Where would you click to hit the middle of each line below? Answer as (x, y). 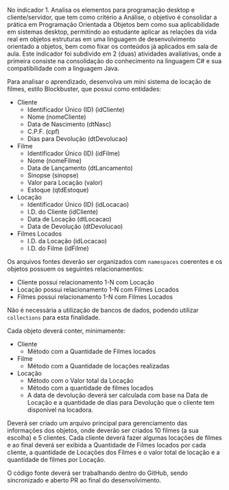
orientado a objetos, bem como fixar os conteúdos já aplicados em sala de (112, 46)
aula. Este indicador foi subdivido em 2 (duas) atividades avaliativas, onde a (114, 54)
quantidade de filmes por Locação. (57, 459)
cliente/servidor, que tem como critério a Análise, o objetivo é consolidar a (112, 17)
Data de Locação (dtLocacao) (69, 219)
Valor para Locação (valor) (65, 182)
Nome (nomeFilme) (55, 160)
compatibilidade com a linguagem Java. (63, 68)
